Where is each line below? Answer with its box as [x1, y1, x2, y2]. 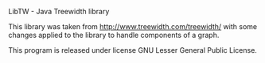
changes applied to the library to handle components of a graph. [8, 31, 220, 39]
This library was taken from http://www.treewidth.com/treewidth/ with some [8, 22, 257, 31]
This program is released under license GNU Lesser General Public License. [8, 46, 257, 54]
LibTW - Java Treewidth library [8, 7, 110, 16]
